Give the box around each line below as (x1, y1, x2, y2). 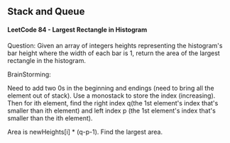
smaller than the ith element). (7, 113, 93, 122)
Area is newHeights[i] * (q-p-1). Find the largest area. (7, 127, 163, 136)
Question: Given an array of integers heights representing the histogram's (7, 41, 223, 50)
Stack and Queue (7, 6, 85, 18)
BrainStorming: (7, 70, 51, 79)
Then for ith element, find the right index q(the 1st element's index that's (7, 98, 219, 107)
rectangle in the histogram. (7, 56, 87, 64)
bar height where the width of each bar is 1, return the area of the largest (7, 49, 220, 57)
